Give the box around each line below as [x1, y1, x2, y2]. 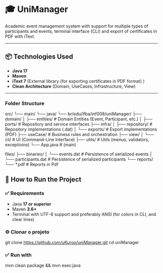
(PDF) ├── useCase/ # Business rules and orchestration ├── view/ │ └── [5, 132, 154, 137]
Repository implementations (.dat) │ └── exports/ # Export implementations [5, 126, 157, 132]
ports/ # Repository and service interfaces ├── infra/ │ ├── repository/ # [5, 121, 153, 127]
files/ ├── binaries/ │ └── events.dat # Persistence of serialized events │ [5, 151, 153, 157]
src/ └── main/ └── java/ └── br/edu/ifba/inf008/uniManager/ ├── [5, 111, 142, 117]
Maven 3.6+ [12, 206, 37, 212]
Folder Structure [5, 100, 45, 106]
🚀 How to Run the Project [5, 175, 81, 184]
